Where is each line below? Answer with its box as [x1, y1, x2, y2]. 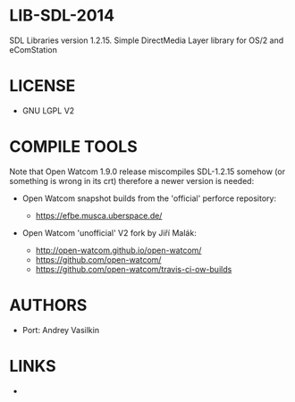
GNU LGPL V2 [21, 105, 75, 116]
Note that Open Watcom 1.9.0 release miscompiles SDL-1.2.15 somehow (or [9, 166, 286, 177]
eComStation [9, 44, 58, 54]
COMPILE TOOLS [9, 137, 138, 157]
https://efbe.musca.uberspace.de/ [35, 210, 163, 221]
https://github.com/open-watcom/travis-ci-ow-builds [35, 264, 232, 274]
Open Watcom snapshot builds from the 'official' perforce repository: [21, 193, 277, 204]
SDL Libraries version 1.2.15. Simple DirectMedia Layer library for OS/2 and [9, 35, 284, 46]
